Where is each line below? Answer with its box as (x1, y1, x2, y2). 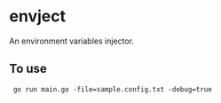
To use (9, 61, 47, 76)
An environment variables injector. (9, 36, 135, 46)
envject (9, 6, 67, 27)
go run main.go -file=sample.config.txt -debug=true (12, 84, 213, 94)
